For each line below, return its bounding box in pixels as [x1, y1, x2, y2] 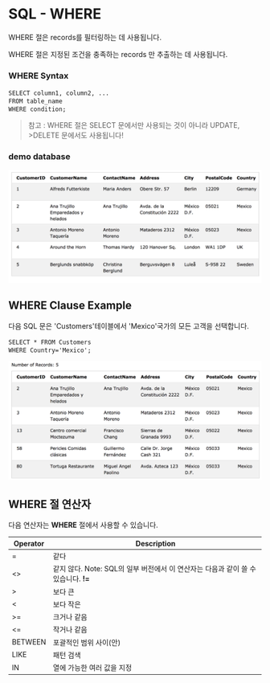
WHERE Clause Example [8, 299, 133, 313]
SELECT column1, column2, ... [8, 89, 110, 97]
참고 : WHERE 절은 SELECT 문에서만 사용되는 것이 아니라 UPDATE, [27, 121, 240, 130]
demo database [8, 151, 71, 162]
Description [135, 538, 176, 548]
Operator [13, 538, 45, 548]
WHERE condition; [8, 105, 67, 113]
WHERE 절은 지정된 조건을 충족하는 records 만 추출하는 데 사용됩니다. [8, 49, 228, 59]
